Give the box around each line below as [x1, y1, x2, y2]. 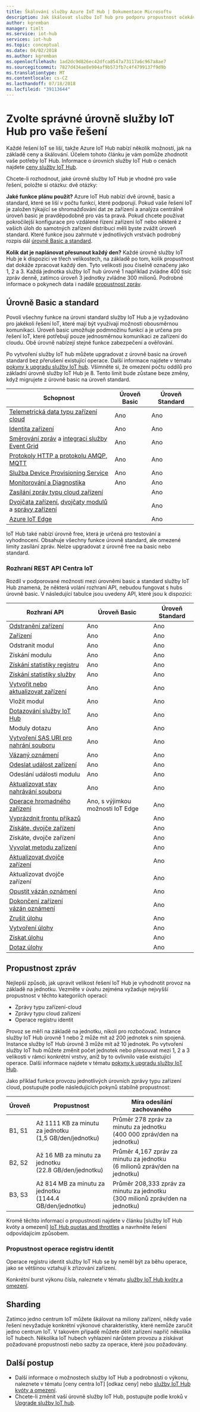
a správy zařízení [9, 505, 57, 513]
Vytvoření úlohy [9, 924, 54, 932]
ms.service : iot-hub [6, 31, 58, 37]
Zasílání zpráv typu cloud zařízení [9, 488, 103, 496]
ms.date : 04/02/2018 [6, 48, 58, 54]
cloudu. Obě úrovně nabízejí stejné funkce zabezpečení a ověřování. [6, 339, 174, 346]
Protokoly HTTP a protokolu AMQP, [9, 451, 108, 460]
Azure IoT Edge [9, 515, 52, 523]
